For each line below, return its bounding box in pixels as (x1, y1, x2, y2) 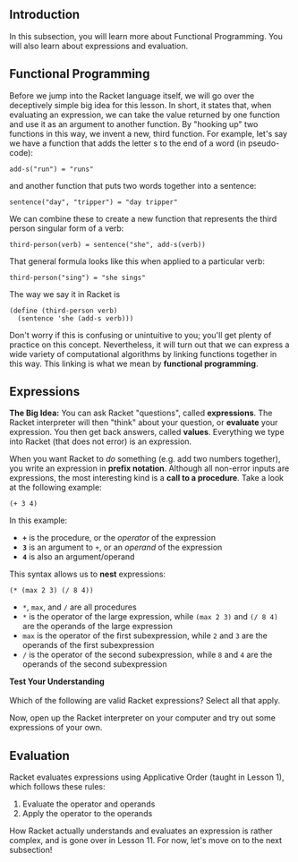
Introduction (9, 7, 81, 22)
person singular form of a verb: (9, 223, 124, 234)
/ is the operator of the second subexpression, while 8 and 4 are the (21, 649, 273, 661)
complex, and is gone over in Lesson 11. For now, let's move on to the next (9, 835, 283, 846)
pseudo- (247, 138, 280, 149)
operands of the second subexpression (21, 659, 167, 670)
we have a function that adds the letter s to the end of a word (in (9, 138, 246, 149)
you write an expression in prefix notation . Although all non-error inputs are (9, 463, 290, 474)
